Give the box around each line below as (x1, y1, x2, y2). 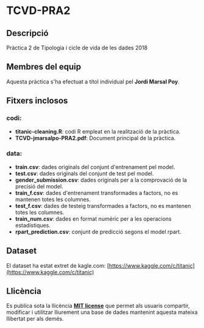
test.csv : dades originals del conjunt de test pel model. (15, 169, 154, 177)
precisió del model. (15, 182, 63, 190)
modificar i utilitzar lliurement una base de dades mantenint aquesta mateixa (6, 308, 198, 316)
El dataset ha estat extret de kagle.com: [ (6, 262, 110, 269)
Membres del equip (6, 62, 81, 72)
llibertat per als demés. (6, 315, 64, 323)
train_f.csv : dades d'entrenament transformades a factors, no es (15, 189, 178, 196)
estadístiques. (15, 221, 51, 229)
